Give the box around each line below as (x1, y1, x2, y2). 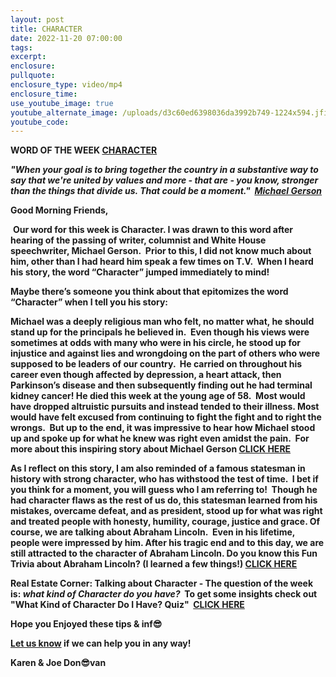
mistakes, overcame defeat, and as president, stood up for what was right (10, 505, 323, 517)
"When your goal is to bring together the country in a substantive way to (10, 164, 319, 176)
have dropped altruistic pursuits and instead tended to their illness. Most (10, 401, 320, 413)
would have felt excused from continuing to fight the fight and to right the (10, 411, 322, 423)
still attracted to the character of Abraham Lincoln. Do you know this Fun (10, 547, 318, 560)
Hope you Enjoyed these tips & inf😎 (10, 618, 163, 630)
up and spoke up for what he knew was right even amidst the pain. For (10, 432, 310, 445)
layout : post (10, 14, 65, 25)
